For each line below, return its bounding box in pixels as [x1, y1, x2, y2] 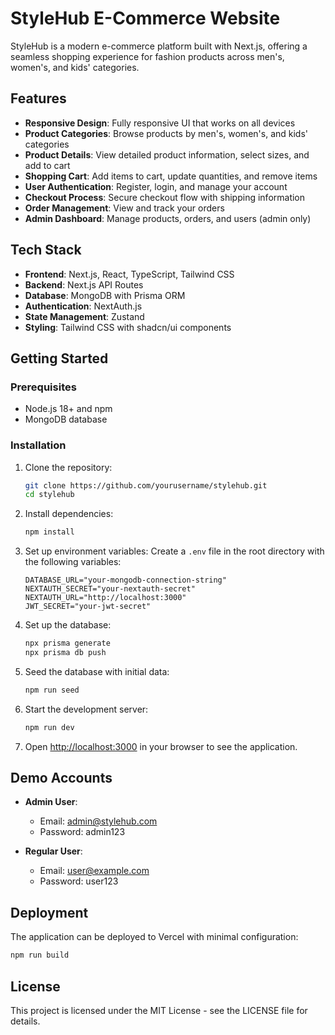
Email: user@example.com [39, 865, 150, 877]
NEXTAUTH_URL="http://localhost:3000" [24, 593, 187, 603]
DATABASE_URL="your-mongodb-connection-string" [24, 575, 227, 586]
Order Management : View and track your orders [24, 202, 225, 214]
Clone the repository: [24, 461, 113, 473]
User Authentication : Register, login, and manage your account [24, 180, 288, 192]
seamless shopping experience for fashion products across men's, [10, 50, 285, 62]
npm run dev [24, 722, 75, 732]
